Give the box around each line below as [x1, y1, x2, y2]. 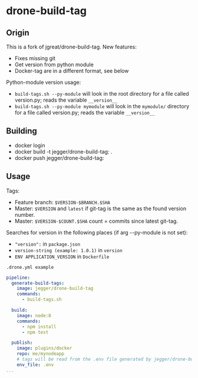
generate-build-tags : [11, 280, 65, 286]
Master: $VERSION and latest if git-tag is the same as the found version [14, 205, 187, 212]
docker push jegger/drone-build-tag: [14, 154, 104, 161]
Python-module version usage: [6, 79, 81, 86]
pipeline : [6, 275, 31, 281]
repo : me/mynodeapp [16, 351, 65, 357]
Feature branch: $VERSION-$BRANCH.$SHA [14, 198, 111, 206]
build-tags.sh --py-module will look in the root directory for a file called [14, 90, 190, 97]
